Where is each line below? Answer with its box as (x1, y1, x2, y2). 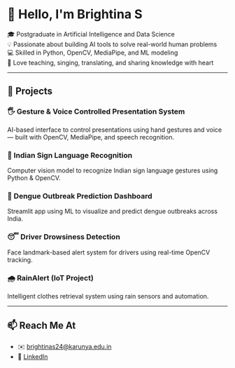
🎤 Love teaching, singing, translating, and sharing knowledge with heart (7, 58, 214, 67)
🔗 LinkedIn (17, 352, 48, 360)
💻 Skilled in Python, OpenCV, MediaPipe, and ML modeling (7, 48, 178, 57)
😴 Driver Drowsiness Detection (7, 232, 120, 242)
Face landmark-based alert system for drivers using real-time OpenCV (7, 248, 211, 257)
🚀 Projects (7, 86, 53, 97)
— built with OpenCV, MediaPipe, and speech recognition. (7, 132, 175, 141)
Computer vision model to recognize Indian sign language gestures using (7, 166, 218, 175)
